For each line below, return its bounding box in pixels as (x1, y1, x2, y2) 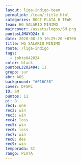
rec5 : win (5, 122, 26, 127)
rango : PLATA (5, 151, 33, 156)
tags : (5, 50, 17, 56)
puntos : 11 (5, 94, 29, 99)
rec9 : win (5, 141, 26, 147)
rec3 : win (5, 113, 26, 118)
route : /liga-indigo (5, 46, 49, 51)
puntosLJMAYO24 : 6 (5, 31, 44, 37)
